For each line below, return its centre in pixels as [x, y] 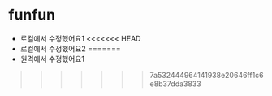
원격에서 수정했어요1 [52, 59]
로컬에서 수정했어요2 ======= [70, 48]
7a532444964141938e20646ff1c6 [207, 75]
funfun [32, 15]
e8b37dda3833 [175, 84]
